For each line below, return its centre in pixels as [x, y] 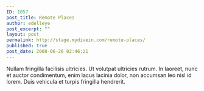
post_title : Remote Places [40, 18]
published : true [27, 46]
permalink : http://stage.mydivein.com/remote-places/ [76, 40]
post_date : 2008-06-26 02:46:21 [47, 52]
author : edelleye [28, 23]
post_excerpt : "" [28, 29]
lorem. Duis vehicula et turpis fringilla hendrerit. [66, 81]
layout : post [23, 35]
